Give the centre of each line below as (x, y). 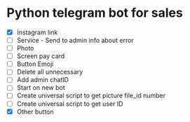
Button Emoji (35, 64)
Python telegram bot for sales (95, 13)
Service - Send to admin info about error (75, 40)
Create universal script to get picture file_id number (91, 95)
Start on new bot (41, 88)
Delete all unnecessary (50, 72)
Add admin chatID (43, 80)
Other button (35, 111)
